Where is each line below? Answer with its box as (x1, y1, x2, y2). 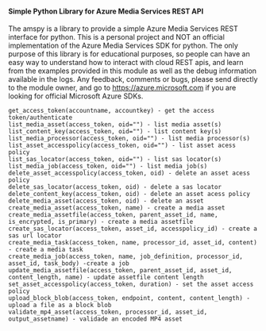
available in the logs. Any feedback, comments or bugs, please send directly (8, 75, 258, 84)
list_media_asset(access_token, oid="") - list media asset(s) (8, 121, 222, 129)
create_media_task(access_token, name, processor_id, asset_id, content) (8, 239, 258, 247)
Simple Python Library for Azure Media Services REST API (8, 6, 204, 16)
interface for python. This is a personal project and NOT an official (8, 33, 225, 42)
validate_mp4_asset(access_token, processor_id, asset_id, (8, 308, 208, 317)
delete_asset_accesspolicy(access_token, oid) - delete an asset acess (8, 169, 250, 178)
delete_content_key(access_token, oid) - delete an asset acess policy (8, 191, 250, 198)
